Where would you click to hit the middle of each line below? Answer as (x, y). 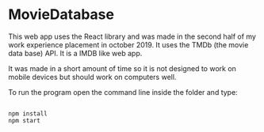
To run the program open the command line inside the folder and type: (123, 92)
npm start (25, 120)
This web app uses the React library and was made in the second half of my (132, 36)
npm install (28, 113)
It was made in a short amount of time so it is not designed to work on (122, 68)
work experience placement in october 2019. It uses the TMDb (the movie (128, 44)
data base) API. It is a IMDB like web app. (75, 53)
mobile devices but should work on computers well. (92, 77)
